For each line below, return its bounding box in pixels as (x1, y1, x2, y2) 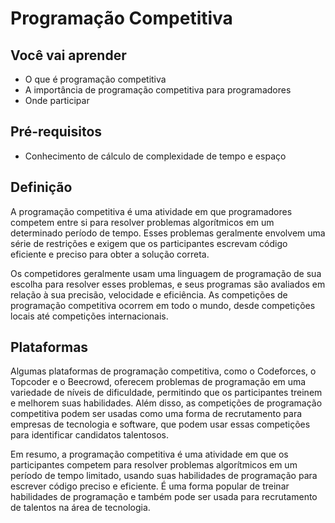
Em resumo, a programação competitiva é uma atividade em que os (10, 448, 289, 461)
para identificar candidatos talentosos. (10, 429, 169, 441)
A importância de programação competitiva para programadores (24, 84, 292, 96)
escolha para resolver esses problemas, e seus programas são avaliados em (10, 278, 326, 290)
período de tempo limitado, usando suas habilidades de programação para (10, 470, 318, 482)
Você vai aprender (10, 47, 127, 64)
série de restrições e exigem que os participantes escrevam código (10, 237, 288, 249)
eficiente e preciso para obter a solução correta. (10, 248, 210, 260)
